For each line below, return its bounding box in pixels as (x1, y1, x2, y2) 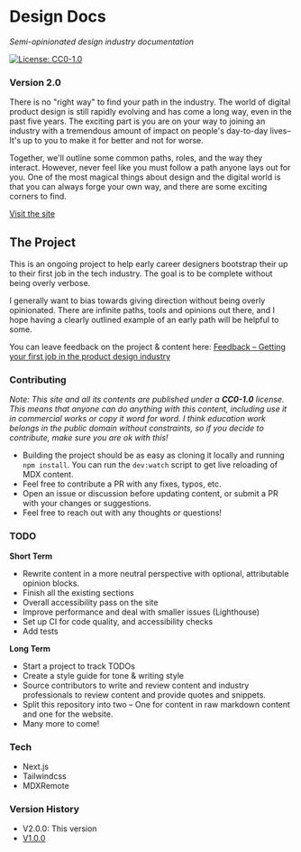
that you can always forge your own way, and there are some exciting (9, 181, 268, 192)
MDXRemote (22, 780, 69, 791)
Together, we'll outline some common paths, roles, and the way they (9, 153, 263, 163)
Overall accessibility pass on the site (22, 597, 159, 607)
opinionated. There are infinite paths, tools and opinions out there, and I (9, 305, 275, 316)
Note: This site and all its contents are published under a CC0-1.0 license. (9, 394, 285, 405)
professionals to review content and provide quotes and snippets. (22, 689, 266, 700)
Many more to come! (22, 718, 100, 728)
